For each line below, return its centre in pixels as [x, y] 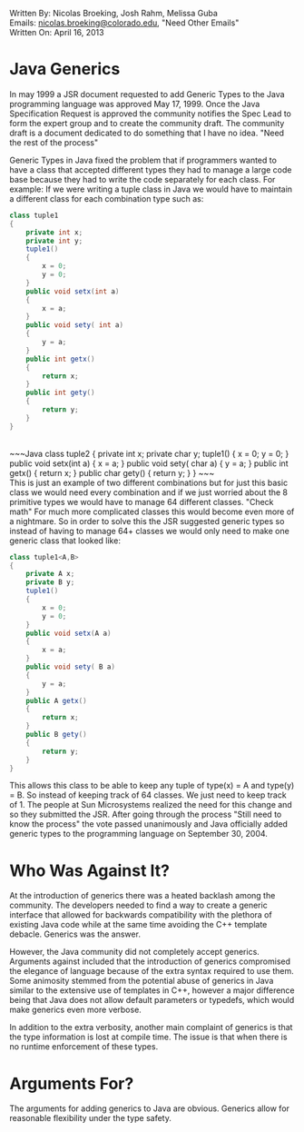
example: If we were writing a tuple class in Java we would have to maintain [151, 189]
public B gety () [57, 735]
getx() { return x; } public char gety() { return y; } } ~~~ [112, 472]
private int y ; [54, 241]
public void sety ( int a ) [75, 325]
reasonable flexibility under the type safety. [91, 1118]
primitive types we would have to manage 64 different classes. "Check [142, 501]
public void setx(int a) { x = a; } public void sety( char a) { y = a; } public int [149, 463]
